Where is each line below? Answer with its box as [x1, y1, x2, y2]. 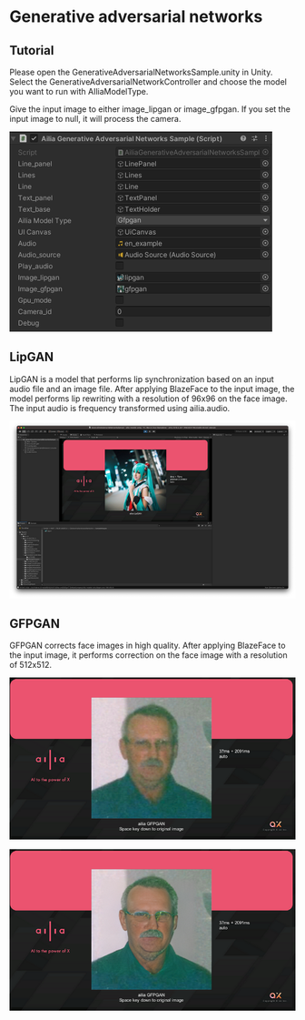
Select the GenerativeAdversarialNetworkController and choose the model [9, 76, 288, 87]
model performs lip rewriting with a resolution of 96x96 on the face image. [9, 393, 288, 404]
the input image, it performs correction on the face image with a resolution [9, 650, 288, 661]
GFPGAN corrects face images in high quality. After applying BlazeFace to [9, 640, 286, 651]
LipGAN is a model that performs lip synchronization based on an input [9, 373, 274, 384]
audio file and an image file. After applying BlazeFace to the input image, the [9, 383, 295, 394]
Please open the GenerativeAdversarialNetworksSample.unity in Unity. [9, 66, 273, 77]
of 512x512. [9, 660, 53, 671]
